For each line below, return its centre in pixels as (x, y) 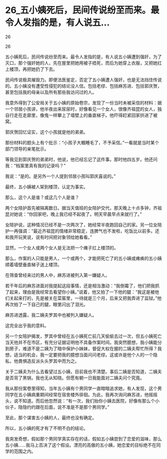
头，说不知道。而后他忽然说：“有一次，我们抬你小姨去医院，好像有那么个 (80, 401)
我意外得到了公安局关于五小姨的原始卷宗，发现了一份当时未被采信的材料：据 (83, 103)
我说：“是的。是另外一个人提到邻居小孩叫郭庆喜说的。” (60, 176)
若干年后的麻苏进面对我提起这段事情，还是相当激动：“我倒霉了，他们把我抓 (83, 286)
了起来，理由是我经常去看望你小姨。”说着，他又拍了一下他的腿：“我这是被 (80, 292)
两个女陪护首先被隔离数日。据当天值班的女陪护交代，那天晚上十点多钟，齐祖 (83, 208)
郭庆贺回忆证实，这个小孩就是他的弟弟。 (46, 132)
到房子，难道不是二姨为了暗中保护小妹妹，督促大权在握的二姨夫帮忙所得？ (81, 348)
